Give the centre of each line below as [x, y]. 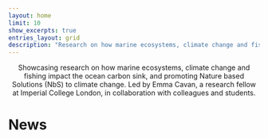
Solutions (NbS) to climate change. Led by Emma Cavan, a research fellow [134, 85]
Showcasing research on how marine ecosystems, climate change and [134, 67]
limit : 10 [25, 23]
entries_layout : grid [44, 38]
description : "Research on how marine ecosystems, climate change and [128, 45]
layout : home [30, 15]
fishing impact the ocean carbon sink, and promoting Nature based [134, 76]
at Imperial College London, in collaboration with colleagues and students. [134, 93]
